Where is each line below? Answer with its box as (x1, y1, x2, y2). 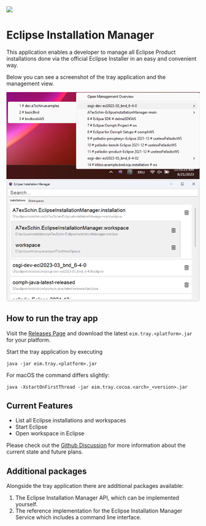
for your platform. (6, 336, 51, 343)
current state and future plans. (6, 448, 83, 455)
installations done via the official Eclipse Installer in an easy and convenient (6, 55, 197, 62)
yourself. (15, 501, 38, 508)
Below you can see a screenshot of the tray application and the (6, 73, 166, 80)
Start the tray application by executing (6, 348, 103, 355)
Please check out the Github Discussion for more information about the (6, 441, 186, 449)
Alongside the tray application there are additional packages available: (6, 482, 184, 490)
